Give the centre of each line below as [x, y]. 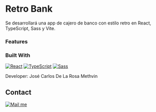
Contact [18, 92]
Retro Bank [29, 9]
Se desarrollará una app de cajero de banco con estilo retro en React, [78, 23]
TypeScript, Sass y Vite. [30, 28]
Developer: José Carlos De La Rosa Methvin [51, 76]
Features [17, 41]
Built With [18, 55]
